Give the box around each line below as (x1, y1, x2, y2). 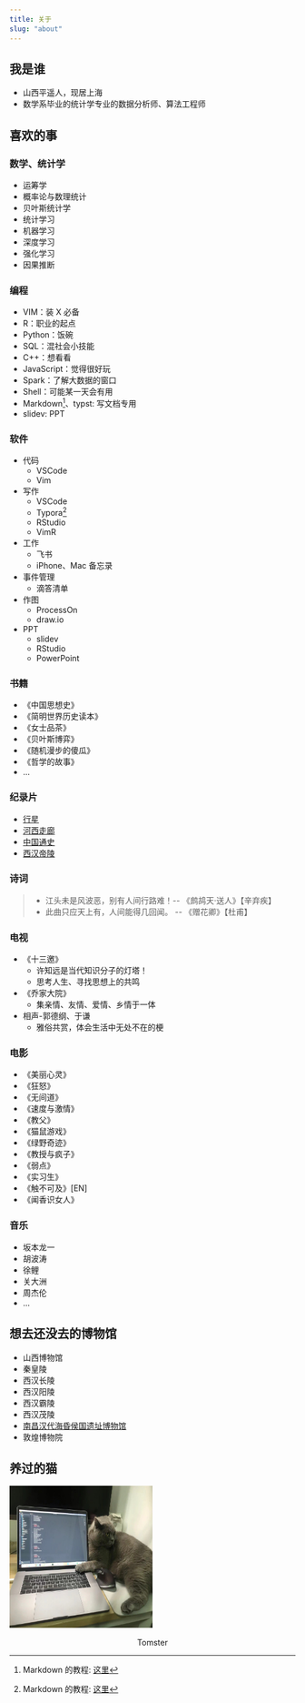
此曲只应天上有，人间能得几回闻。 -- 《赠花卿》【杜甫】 (44, 906, 252, 917)
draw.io (35, 614, 64, 625)
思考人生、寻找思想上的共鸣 (35, 976, 141, 987)
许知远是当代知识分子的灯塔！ (35, 965, 148, 976)
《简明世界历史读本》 (22, 710, 103, 722)
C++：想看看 (22, 352, 72, 363)
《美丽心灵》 (22, 1069, 71, 1080)
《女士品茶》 (22, 722, 71, 733)
